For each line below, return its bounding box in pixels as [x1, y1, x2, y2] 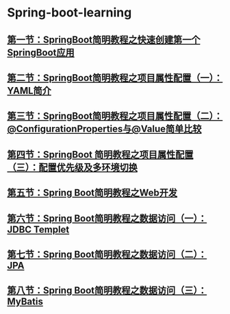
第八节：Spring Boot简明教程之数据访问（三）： [7, 285, 207, 296]
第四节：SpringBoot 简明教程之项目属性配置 [7, 149, 194, 160]
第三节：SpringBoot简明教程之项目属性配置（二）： [7, 110, 223, 122]
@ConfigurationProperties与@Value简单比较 [7, 123, 202, 135]
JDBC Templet [7, 224, 70, 235]
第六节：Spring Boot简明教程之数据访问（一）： [7, 213, 207, 224]
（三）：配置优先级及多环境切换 [7, 161, 138, 173]
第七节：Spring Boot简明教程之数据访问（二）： [7, 248, 207, 260]
